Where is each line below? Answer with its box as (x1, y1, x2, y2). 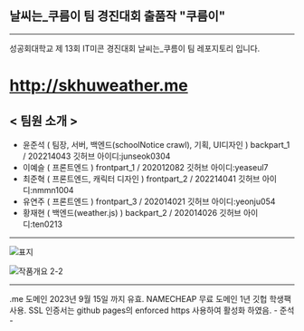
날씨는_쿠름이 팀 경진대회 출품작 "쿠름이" (9, 8, 226, 24)
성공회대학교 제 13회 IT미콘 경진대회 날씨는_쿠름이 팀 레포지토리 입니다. (9, 43, 261, 54)
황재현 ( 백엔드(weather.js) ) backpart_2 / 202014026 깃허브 (22, 207, 242, 218)
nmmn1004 (32, 184, 74, 195)
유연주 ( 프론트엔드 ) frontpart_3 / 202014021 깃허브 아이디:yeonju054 (22, 196, 276, 207)
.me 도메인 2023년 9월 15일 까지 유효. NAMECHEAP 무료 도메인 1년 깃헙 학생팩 (9, 293, 292, 304)
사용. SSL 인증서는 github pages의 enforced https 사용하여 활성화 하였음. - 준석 (9, 305, 295, 316)
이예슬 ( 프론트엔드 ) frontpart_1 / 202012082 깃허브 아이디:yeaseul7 (22, 161, 269, 172)
